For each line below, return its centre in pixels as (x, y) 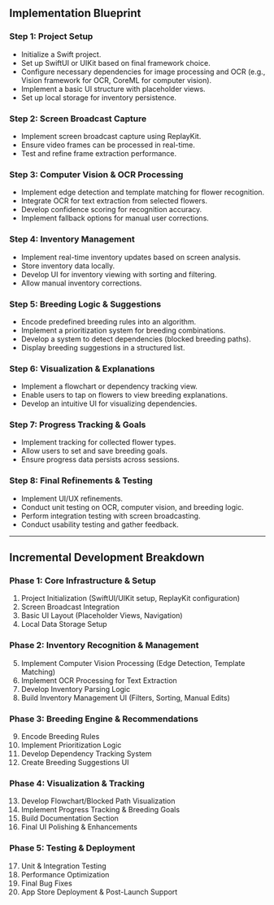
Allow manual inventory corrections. (81, 283)
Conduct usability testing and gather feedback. (100, 524)
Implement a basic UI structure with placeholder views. (113, 89)
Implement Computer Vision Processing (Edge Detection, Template (133, 663)
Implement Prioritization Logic (71, 745)
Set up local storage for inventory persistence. (99, 98)
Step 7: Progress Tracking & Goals (78, 424)
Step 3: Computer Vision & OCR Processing (96, 174)
